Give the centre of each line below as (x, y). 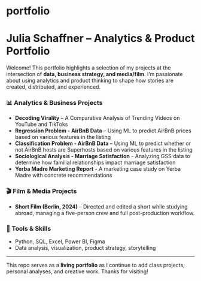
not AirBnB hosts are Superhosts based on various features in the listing (103, 150)
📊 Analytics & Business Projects (54, 103)
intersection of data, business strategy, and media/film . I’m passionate (95, 74)
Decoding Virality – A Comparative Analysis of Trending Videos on (98, 118)
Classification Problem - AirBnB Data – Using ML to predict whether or (103, 143)
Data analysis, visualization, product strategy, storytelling (85, 248)
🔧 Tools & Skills (29, 228)
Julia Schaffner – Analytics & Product (100, 39)
